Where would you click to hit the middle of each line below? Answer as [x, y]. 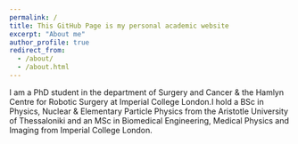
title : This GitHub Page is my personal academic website [119, 26]
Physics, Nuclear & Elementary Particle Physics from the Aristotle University [149, 111]
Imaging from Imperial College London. [81, 130]
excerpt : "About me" [48, 34]
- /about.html [43, 68]
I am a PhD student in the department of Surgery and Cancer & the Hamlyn [147, 92]
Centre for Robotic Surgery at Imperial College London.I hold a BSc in [137, 101]
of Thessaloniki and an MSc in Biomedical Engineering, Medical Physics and [149, 120]
